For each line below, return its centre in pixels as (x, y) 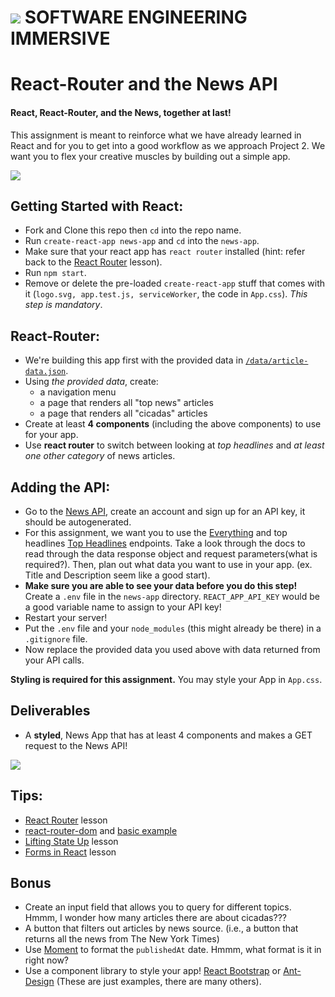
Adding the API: (60, 487)
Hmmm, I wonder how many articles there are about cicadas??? (155, 918)
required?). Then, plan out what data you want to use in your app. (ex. (168, 565)
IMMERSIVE (60, 38)
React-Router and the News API (144, 84)
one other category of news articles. (100, 456)
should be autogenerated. (78, 522)
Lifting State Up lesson (71, 841)
